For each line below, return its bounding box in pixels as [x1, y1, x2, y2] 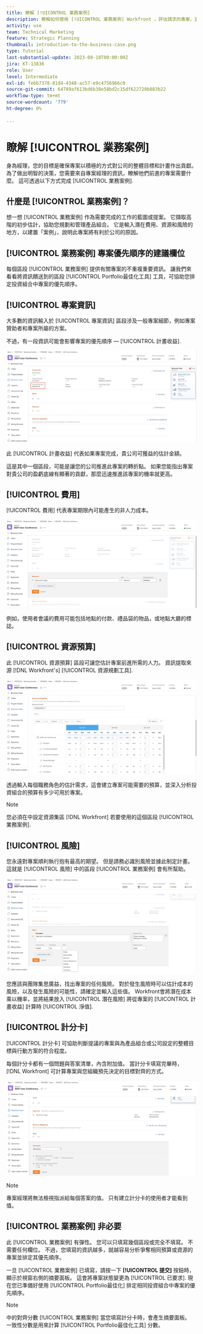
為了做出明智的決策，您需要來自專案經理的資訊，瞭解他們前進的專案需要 [6, 169, 186, 177]
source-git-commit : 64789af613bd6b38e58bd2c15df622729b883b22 [6, 87, 166, 93]
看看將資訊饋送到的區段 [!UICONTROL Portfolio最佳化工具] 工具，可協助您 [6, 273, 190, 280]
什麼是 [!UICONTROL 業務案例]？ [6, 196, 130, 206]
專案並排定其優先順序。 [6, 1253, 65, 1261]
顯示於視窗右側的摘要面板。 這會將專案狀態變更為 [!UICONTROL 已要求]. [6, 1274, 187, 1281]
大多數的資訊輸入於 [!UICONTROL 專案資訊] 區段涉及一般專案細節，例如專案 [6, 317, 196, 324]
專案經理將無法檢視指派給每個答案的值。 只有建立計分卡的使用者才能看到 [6, 1194, 188, 1201]
